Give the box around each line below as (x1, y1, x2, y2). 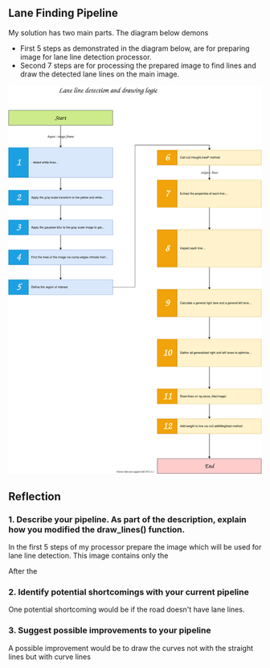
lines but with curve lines (8, 652, 91, 662)
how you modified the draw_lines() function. (8, 524, 186, 535)
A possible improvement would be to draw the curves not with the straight (8, 643, 254, 653)
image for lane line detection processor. (19, 52, 152, 61)
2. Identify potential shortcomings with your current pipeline (8, 586, 249, 597)
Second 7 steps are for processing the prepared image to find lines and (19, 60, 256, 70)
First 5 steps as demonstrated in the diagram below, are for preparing (19, 44, 251, 53)
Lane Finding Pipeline (8, 6, 118, 20)
